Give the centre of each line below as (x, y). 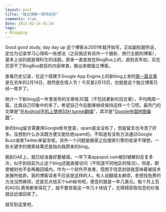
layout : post (19, 10)
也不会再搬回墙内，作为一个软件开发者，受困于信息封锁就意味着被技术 (89, 169)
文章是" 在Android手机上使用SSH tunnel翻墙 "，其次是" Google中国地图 (76, 111)
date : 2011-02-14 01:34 (30, 23)
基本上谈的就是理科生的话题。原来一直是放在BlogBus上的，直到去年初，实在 (83, 59)
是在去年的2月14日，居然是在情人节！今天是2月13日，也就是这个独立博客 (80, 82)
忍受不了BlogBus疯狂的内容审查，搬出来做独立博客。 (59, 66)
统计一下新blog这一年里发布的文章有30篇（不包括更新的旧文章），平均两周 (81, 99)
